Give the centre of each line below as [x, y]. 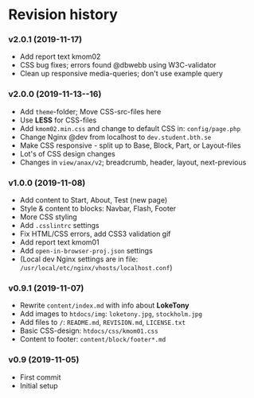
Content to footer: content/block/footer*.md [93, 339]
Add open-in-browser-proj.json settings [86, 251]
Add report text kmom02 [60, 56]
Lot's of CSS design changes [67, 153]
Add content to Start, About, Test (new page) [94, 200]
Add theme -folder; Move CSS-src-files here [90, 111]
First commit [40, 377]
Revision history [63, 15]
